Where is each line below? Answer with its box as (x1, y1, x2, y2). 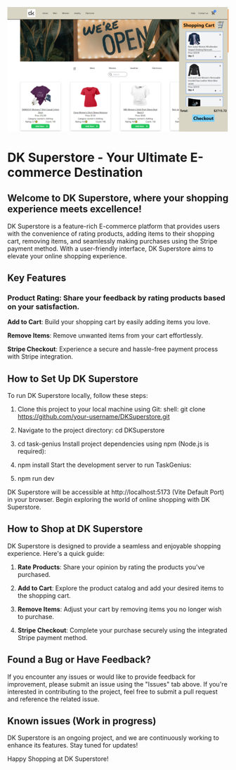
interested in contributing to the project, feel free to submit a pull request (7, 687, 218, 696)
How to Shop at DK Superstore (7, 523, 143, 535)
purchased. (17, 570, 51, 578)
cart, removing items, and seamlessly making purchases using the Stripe (7, 237, 218, 245)
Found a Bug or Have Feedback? (7, 653, 151, 666)
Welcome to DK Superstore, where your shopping (7, 192, 229, 204)
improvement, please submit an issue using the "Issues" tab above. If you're (7, 679, 228, 688)
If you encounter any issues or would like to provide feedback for (7, 672, 196, 681)
